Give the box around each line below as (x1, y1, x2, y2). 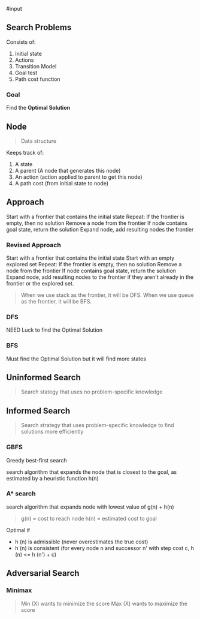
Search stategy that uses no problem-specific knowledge (20, 388, 163, 395)
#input (6, 5, 22, 12)
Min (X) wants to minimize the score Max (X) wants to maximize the (20, 600, 187, 607)
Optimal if (6, 526, 31, 533)
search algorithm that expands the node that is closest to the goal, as (6, 468, 177, 476)
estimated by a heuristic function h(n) (6, 474, 99, 482)
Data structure (20, 137, 57, 145)
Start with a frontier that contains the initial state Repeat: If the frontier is (6, 213, 184, 220)
